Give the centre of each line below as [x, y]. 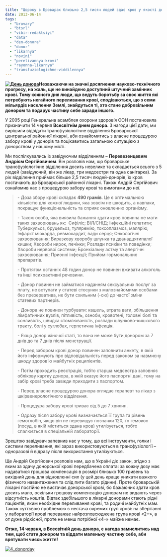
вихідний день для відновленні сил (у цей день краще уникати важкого [81, 477]
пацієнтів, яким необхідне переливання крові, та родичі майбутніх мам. [82, 503]
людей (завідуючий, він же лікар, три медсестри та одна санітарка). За [81, 172]
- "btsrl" [20, 28]
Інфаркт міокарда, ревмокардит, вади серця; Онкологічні [78, 233]
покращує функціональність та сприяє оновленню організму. [83, 208]
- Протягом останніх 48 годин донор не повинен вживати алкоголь [89, 270]
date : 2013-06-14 [23, 14]
